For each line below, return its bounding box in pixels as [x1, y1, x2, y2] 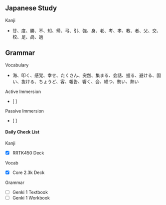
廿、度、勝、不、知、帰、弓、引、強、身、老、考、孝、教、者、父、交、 [12, 27, 161, 33]
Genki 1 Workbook [12, 195, 50, 201]
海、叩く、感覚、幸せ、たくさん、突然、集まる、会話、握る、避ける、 [12, 72, 157, 78]
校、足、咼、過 [12, 33, 43, 39]
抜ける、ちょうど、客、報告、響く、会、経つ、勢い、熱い [21, 78, 139, 84]
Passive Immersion [5, 107, 44, 114]
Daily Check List [5, 129, 40, 135]
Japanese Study [5, 4, 57, 12]
